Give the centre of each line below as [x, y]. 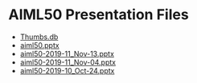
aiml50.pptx [39, 45]
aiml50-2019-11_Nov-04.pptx [68, 62]
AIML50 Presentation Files [98, 15]
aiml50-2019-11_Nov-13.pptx [67, 53]
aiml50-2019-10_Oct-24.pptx [67, 70]
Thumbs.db [39, 37]
